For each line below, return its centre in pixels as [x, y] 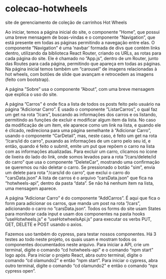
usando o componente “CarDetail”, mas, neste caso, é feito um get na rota [81, 136]
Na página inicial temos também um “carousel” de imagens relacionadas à [81, 69]
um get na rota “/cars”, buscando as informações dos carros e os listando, [81, 114]
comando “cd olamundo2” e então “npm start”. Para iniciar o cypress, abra [82, 260]
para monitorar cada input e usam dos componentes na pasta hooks [75, 213]
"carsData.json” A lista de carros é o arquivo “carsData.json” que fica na [79, 178]
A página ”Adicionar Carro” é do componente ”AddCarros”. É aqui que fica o [83, 198]
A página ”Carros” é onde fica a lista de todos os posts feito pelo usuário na [83, 104]
